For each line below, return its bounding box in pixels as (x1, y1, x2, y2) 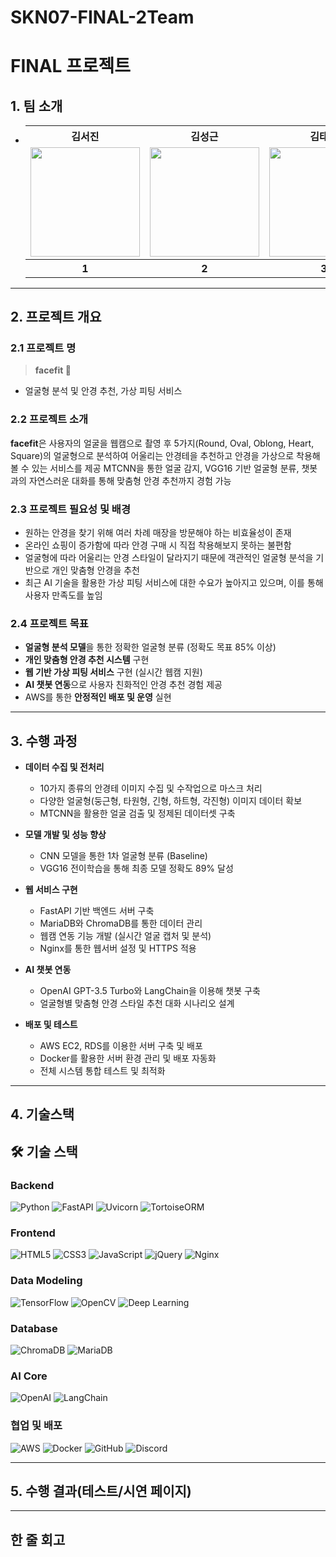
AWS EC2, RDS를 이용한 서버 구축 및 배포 (39, 1040, 203, 1052)
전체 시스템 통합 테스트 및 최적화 (39, 1065, 166, 1077)
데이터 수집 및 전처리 (24, 761, 105, 773)
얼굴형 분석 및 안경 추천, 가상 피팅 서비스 (24, 385, 183, 397)
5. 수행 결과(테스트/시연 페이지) (10, 1483, 192, 1500)
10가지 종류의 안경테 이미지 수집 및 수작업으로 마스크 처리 (39, 782, 263, 795)
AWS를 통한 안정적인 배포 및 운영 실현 (24, 691, 172, 703)
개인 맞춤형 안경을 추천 (51, 564, 140, 576)
